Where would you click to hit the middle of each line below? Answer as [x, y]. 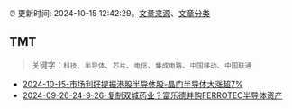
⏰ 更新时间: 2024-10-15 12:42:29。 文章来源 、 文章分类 [110, 13]
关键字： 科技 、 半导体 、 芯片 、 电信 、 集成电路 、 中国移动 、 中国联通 [141, 65]
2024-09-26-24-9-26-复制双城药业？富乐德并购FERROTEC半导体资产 [152, 95]
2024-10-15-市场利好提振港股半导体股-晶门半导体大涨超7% [132, 84]
